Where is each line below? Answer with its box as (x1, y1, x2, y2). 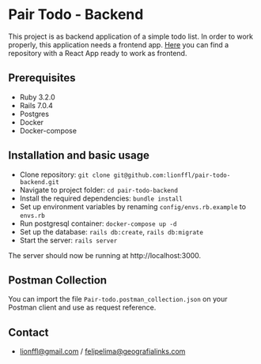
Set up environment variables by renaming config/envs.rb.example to (19, 201, 247, 211)
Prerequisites (8, 71, 76, 84)
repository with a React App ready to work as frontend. (8, 48, 187, 58)
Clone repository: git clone (19, 170, 111, 179)
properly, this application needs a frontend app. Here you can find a (8, 39, 229, 49)
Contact (8, 325, 49, 339)
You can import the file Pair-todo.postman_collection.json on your (8, 295, 228, 304)
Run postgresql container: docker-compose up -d (19, 219, 177, 228)
